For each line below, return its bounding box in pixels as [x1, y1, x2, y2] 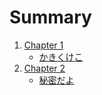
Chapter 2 [23, 62, 66, 74]
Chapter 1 [23, 39, 64, 51]
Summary [9, 6, 92, 29]
